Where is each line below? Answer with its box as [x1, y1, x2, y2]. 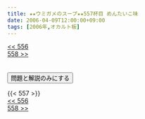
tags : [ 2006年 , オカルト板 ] [7, 23, 80, 30]
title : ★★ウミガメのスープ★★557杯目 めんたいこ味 [7, 10, 139, 17]
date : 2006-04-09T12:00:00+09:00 [7, 17, 106, 24]
